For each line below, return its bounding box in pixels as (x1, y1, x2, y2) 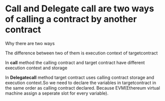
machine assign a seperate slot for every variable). (5, 90, 109, 96)
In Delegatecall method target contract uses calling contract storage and (5, 74, 155, 80)
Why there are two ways (5, 40, 55, 46)
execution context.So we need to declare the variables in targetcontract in (5, 80, 156, 86)
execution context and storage (5, 65, 68, 71)
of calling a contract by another (5, 13, 137, 25)
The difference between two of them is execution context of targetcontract (5, 50, 158, 56)
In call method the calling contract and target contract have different (5, 59, 145, 65)
